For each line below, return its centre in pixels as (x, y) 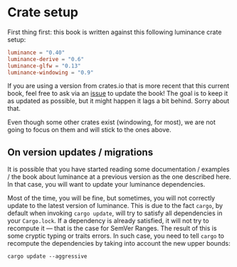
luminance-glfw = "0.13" (44, 66)
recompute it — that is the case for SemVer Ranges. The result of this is (112, 229)
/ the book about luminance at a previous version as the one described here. (119, 177)
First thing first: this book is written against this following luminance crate (115, 32)
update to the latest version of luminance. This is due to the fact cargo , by (115, 206)
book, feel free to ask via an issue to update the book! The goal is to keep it (118, 94)
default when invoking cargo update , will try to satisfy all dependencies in (115, 213)
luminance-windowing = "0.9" (51, 72)
